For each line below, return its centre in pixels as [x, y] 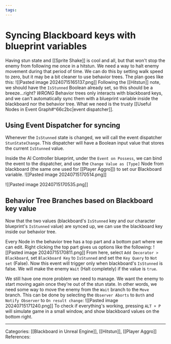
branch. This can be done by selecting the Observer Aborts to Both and [80, 295]
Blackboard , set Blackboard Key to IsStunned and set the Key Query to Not [81, 258]
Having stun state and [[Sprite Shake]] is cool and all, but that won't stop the [85, 60]
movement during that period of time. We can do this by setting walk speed [84, 71]
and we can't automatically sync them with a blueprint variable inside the [82, 98]
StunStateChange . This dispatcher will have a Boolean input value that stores [85, 143]
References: [18, 337]
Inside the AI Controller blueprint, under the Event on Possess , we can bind [83, 158]
